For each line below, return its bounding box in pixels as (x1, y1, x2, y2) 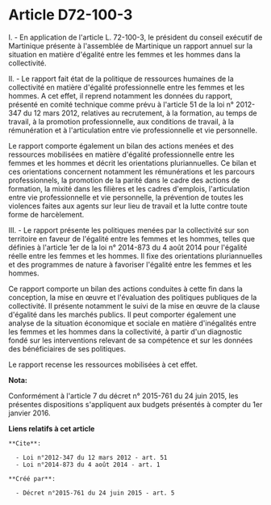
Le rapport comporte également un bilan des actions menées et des (8, 141, 234, 150)
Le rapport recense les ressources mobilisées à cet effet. (8, 360, 198, 369)
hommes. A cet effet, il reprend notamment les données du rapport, (8, 90, 233, 100)
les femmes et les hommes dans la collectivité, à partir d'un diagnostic (8, 326, 243, 336)
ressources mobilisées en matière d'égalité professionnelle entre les (8, 149, 236, 159)
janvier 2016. (8, 408, 51, 418)
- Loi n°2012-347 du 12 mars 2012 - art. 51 (15, 453, 168, 461)
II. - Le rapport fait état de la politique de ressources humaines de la (8, 74, 234, 83)
